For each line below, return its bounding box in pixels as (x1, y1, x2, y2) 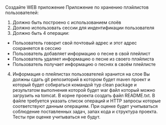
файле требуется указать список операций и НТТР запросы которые (12, 98, 161, 104)
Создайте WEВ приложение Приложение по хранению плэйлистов (5, 5, 149, 10)
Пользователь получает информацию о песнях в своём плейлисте (12, 61, 156, 67)
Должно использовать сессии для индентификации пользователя (12, 25, 154, 31)
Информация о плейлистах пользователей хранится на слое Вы (12, 71, 150, 77)
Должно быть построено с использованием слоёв (12, 20, 121, 25)
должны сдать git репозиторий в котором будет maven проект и (12, 77, 150, 82)
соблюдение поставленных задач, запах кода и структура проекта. (12, 108, 158, 114)
